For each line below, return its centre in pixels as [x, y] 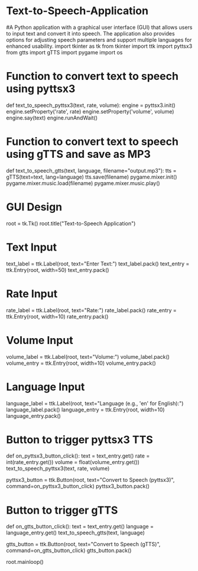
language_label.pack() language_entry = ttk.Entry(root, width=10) [85, 410]
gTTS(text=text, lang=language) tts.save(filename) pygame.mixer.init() [92, 177]
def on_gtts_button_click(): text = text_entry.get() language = [80, 527]
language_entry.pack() [33, 416]
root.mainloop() [25, 562]
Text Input [32, 247]
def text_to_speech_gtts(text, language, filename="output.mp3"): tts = [91, 170]
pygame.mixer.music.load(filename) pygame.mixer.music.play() [83, 183]
